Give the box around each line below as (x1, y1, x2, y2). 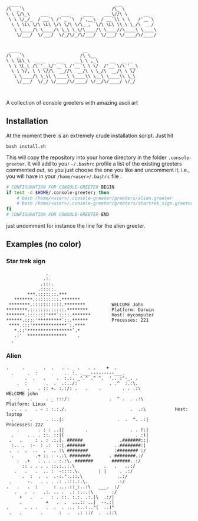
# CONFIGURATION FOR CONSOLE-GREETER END (6, 212, 110, 218)
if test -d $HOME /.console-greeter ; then (6, 189, 110, 196)
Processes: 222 (6, 422, 44, 428)
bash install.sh (6, 143, 46, 149)
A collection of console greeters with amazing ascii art (6, 99, 138, 106)
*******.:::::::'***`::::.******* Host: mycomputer (6, 312, 154, 318)
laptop (6, 412, 22, 418)
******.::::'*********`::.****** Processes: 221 (6, 317, 149, 323)
